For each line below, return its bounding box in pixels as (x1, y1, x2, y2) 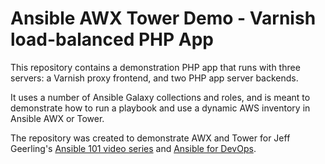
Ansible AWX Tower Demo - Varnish (10, 7, 317, 30)
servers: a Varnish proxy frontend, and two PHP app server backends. (10, 72, 299, 84)
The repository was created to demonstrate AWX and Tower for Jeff (10, 132, 291, 144)
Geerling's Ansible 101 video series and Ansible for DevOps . (10, 142, 257, 154)
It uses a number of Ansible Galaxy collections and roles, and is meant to (10, 91, 311, 103)
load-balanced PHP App (10, 28, 214, 51)
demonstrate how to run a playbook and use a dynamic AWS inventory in (10, 102, 311, 114)
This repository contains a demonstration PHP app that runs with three (10, 61, 301, 73)
